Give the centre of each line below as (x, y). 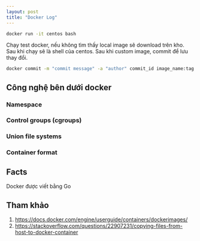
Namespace (24, 104)
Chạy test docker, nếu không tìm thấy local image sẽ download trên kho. (95, 45)
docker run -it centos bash (41, 33)
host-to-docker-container (46, 232)
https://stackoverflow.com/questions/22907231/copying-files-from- (99, 225)
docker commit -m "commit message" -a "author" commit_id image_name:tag (100, 69)
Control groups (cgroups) (44, 120)
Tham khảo (28, 205)
